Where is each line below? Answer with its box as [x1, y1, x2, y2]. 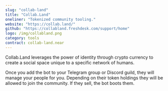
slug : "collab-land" [5, 7, 49, 13]
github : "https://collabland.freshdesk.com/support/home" [5, 26, 130, 31]
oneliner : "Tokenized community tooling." [5, 17, 96, 22]
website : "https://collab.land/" [5, 21, 76, 27]
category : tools [5, 36, 39, 41]
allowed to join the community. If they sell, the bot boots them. [5, 80, 135, 86]
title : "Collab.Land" [5, 12, 51, 17]
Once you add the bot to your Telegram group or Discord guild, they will [5, 69, 155, 75]
